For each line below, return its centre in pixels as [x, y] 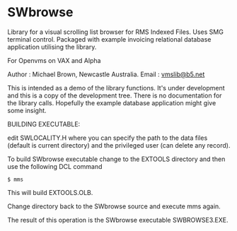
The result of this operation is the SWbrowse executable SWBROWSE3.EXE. [118, 220]
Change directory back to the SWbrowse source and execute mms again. [114, 206]
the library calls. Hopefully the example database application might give [112, 102]
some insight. [27, 110]
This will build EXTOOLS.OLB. [50, 192]
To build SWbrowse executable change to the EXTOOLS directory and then [116, 159]
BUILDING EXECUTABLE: [44, 124]
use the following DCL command [55, 166]
